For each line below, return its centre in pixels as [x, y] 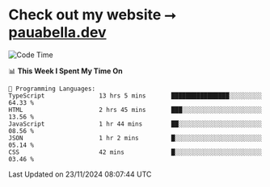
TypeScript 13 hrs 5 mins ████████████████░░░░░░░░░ [135, 96]
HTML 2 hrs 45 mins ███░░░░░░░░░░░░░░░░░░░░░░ [135, 110]
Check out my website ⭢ [92, 15]
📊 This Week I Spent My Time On [65, 71]
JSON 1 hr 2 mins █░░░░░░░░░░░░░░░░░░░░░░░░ [135, 138]
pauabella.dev [57, 33]
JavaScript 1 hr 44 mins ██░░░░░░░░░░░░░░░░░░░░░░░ [135, 124]
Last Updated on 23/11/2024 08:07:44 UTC [80, 174]
